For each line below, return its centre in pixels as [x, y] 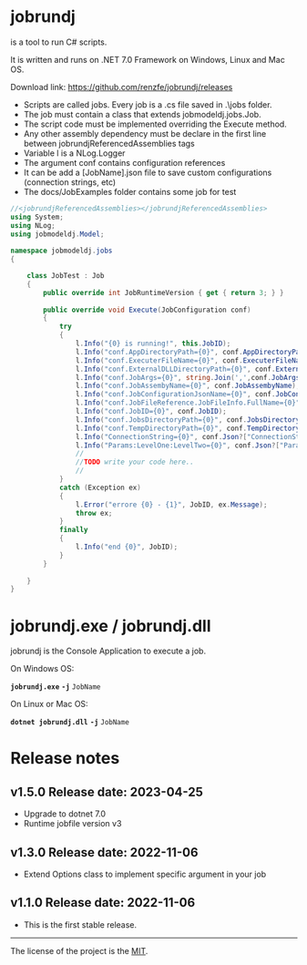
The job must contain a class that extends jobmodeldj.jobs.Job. [143, 114]
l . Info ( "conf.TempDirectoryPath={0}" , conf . [161, 428]
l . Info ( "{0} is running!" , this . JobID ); [153, 344]
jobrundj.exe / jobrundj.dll [111, 626]
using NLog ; [33, 225]
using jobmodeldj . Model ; [57, 234]
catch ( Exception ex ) [100, 488]
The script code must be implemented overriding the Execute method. [155, 124]
